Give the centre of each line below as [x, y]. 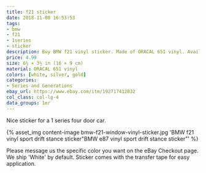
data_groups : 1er [29, 103]
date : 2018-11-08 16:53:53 [41, 18]
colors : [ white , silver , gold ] [46, 75]
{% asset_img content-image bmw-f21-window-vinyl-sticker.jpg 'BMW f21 [100, 132]
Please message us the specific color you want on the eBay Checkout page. [102, 150]
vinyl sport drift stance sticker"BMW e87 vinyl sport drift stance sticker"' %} [103, 139]
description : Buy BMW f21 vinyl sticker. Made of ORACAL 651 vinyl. [96, 52]
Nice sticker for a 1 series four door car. [56, 120]
